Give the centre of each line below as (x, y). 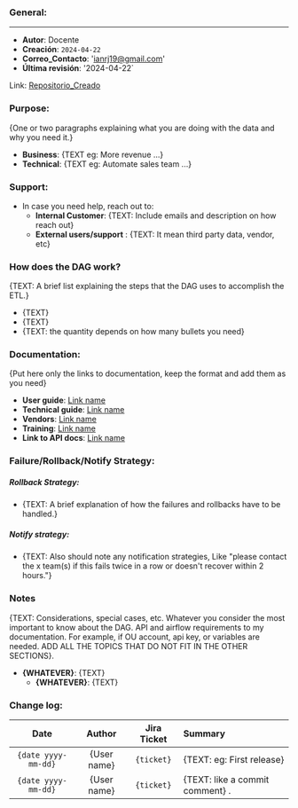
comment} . (207, 790)
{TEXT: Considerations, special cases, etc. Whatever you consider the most (147, 617)
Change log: (36, 705)
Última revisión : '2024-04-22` (78, 68)
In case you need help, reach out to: (88, 206)
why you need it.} (41, 137)
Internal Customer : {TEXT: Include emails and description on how (156, 216)
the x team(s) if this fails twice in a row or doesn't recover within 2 (143, 566)
